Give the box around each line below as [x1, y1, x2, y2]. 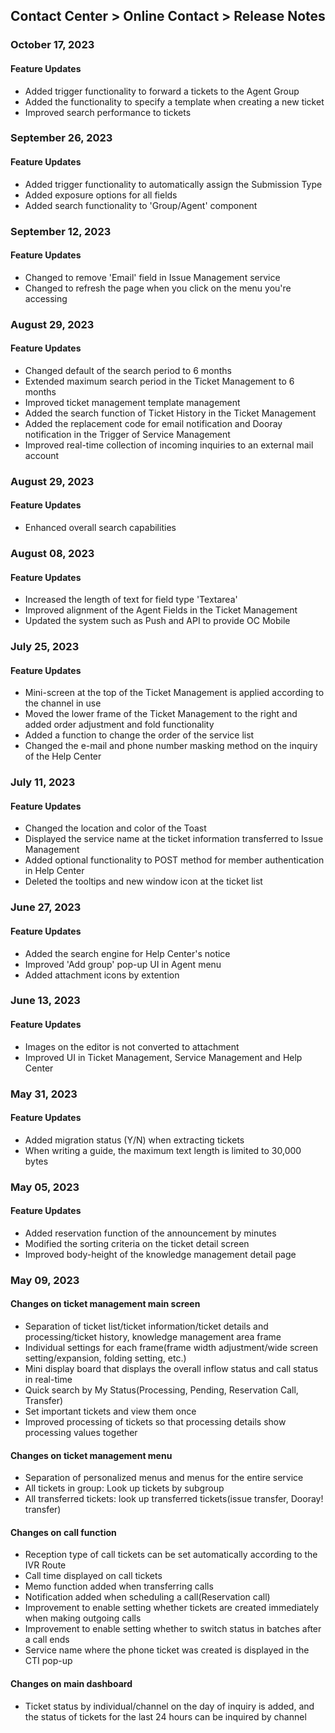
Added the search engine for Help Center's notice [24, 947, 231, 959]
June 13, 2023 [10, 994, 81, 1008]
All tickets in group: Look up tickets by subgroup [24, 1482, 225, 1494]
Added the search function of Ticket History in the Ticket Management [24, 407, 317, 419]
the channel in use [24, 697, 102, 709]
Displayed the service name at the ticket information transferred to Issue [24, 833, 324, 845]
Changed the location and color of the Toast [24, 822, 207, 834]
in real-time [24, 1374, 73, 1386]
